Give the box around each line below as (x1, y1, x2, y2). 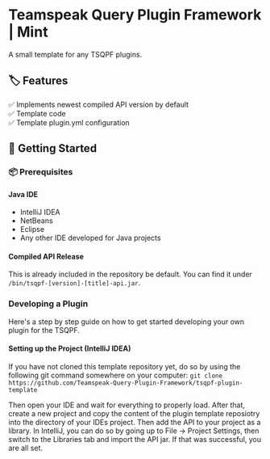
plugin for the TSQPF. (8, 325, 81, 335)
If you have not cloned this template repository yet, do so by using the (8, 361, 241, 371)
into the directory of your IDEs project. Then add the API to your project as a (8, 417, 261, 427)
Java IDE (8, 189, 39, 199)
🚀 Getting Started (8, 141, 98, 155)
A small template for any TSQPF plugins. (8, 49, 143, 59)
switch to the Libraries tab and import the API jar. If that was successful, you (8, 434, 262, 444)
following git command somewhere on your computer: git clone (8, 370, 223, 380)
